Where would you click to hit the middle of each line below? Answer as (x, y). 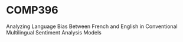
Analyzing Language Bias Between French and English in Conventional (92, 26)
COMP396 (32, 10)
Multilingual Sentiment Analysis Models (54, 32)
